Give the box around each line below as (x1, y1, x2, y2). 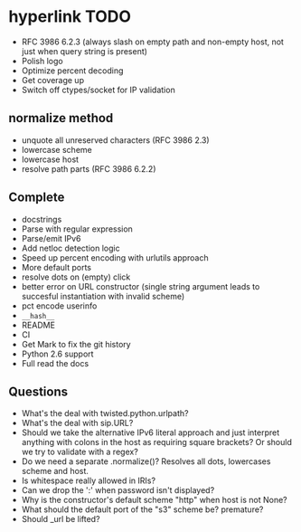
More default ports (21, 261, 92, 272)
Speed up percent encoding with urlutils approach (21, 252, 209, 263)
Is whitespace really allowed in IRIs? (21, 475, 155, 486)
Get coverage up (21, 74, 85, 85)
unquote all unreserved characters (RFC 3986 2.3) (21, 134, 210, 146)
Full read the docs (21, 357, 89, 368)
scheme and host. (21, 466, 89, 477)
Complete (8, 190, 65, 205)
